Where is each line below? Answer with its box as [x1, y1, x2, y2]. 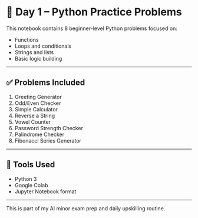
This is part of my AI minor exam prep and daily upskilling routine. [6, 204, 166, 212]
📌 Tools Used [6, 160, 55, 170]
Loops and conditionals [14, 42, 72, 49]
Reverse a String [14, 112, 55, 119]
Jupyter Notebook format [14, 188, 77, 195]
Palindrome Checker [14, 131, 65, 138]
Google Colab [14, 181, 48, 189]
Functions [14, 36, 39, 43]
